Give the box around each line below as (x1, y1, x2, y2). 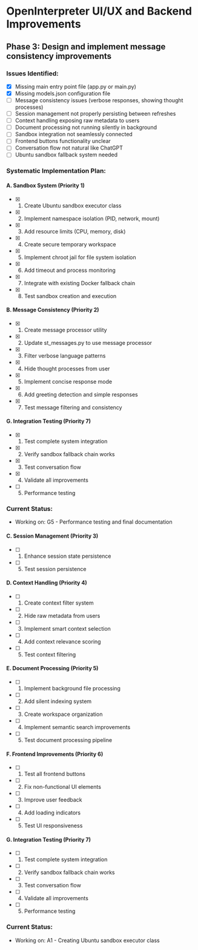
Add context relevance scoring (24, 637, 101, 645)
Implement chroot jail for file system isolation (24, 254, 136, 261)
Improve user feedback (24, 796, 83, 803)
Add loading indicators (24, 809, 81, 816)
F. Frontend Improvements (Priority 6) (6, 750, 104, 758)
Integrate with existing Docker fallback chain (24, 279, 136, 286)
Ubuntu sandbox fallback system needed (15, 151, 118, 159)
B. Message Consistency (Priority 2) (6, 306, 99, 314)
